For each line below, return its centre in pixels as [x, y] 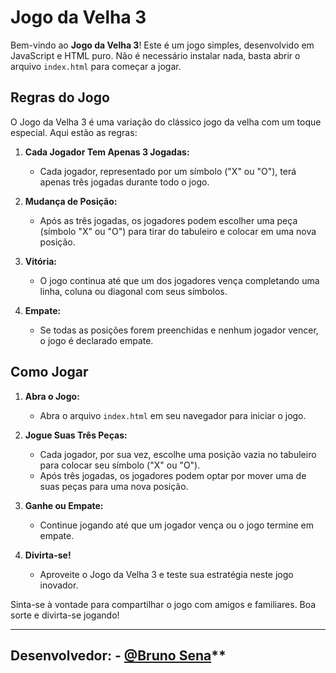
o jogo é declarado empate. [96, 340]
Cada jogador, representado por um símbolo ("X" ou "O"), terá [168, 171]
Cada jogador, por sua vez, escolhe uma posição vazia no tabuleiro [178, 454]
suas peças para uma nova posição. [114, 486]
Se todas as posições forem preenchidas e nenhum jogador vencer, [179, 330]
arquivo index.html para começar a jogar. [96, 66]
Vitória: [40, 261]
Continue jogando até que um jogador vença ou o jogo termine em [176, 525]
